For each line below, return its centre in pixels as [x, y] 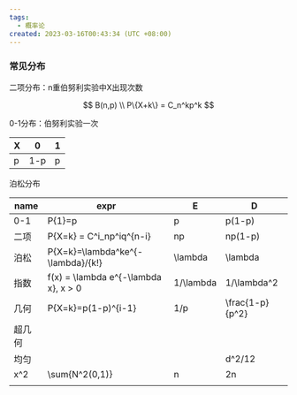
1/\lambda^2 [251, 282]
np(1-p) [243, 236]
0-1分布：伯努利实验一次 [54, 123]
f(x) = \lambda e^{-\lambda [104, 277]
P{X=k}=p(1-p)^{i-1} [92, 308]
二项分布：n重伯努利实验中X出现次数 [76, 87]
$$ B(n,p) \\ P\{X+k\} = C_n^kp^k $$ [148, 105]
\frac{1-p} [247, 302]
